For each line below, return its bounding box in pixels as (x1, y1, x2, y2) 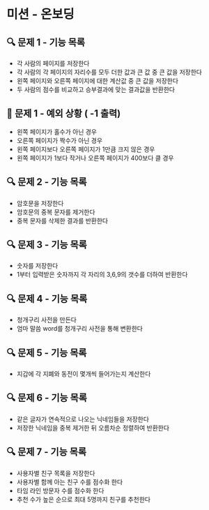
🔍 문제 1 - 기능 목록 (6, 36, 85, 48)
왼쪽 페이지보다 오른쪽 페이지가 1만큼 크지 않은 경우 (16, 144, 155, 153)
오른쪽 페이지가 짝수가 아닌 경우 (16, 136, 102, 144)
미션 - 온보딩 (6, 6, 75, 22)
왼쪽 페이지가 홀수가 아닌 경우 (16, 127, 97, 136)
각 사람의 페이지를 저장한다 (16, 59, 90, 67)
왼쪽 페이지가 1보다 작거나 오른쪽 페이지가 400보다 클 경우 (16, 153, 174, 162)
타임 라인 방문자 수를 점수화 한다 (16, 486, 104, 495)
